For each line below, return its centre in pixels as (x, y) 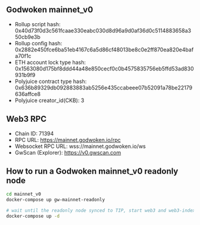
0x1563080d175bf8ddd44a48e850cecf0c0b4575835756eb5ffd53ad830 (104, 69)
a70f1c (23, 56)
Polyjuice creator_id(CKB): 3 (49, 100)
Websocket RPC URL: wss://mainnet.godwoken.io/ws (80, 146)
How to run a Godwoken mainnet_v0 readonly (92, 172)
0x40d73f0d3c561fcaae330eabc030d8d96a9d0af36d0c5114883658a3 (103, 30)
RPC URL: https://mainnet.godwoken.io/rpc (68, 140)
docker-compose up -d (33, 216)
